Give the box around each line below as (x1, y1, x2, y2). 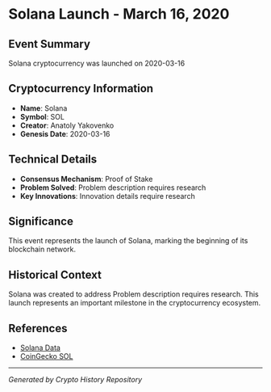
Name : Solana (19, 103, 68, 113)
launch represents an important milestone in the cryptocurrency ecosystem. (8, 298, 261, 308)
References (8, 321, 68, 335)
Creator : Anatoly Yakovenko (19, 120, 115, 130)
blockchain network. (8, 244, 77, 255)
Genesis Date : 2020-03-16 (19, 129, 110, 138)
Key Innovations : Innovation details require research (19, 191, 195, 200)
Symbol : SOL (19, 112, 65, 121)
